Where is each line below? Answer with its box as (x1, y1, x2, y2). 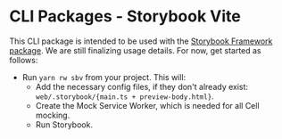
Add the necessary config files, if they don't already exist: (35, 81, 248, 92)
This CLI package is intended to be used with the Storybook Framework (9, 36, 273, 46)
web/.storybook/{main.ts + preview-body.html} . (35, 91, 214, 102)
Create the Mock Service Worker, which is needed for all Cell (35, 100, 261, 110)
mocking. (35, 110, 70, 120)
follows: (9, 54, 38, 65)
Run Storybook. (35, 119, 94, 130)
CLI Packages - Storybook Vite (9, 6, 241, 27)
